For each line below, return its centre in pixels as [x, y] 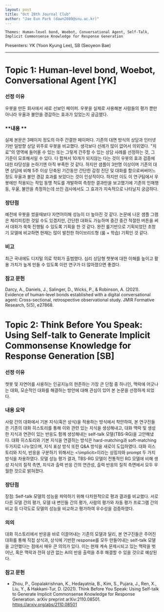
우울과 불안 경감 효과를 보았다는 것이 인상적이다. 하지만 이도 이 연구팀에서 [84, 177]
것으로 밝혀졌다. [29, 471]
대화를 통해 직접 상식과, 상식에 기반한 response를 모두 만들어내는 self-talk [76, 540]
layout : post [18, 10]
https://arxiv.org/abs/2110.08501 [44, 604]
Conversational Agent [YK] [61, 80]
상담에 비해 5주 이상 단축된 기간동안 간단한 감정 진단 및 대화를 [69, 171]
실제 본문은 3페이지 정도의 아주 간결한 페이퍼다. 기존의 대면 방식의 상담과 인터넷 [81, 140]
